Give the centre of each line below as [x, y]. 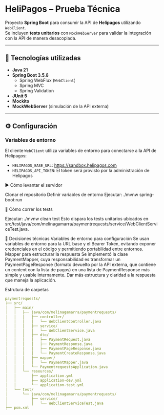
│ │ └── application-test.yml [44, 385]
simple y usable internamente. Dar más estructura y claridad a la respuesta [81, 275]
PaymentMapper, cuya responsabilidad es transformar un [63, 260]
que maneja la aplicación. [31, 280]
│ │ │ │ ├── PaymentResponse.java [49, 344]
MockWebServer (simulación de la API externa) [60, 106]
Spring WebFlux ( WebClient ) [47, 80]
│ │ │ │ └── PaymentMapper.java [47, 362]
